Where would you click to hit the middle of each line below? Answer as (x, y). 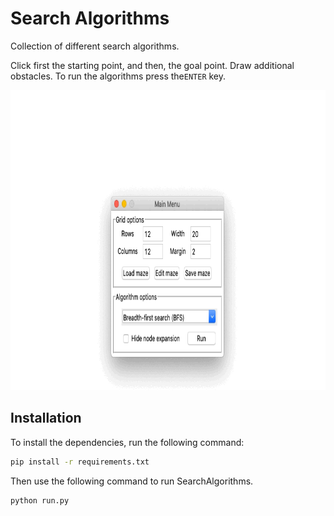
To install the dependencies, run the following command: (127, 442)
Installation (46, 418)
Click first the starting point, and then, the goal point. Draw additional (152, 65)
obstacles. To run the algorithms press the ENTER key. (118, 76)
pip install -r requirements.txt (80, 462)
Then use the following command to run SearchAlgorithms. (132, 481)
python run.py (40, 500)
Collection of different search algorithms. (95, 46)
